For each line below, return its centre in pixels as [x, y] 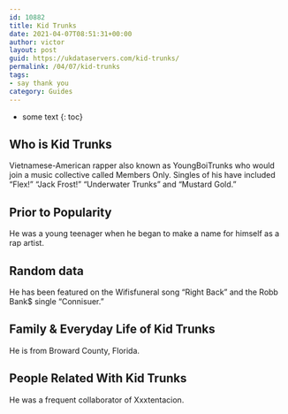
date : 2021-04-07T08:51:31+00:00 [71, 34]
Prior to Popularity [61, 212]
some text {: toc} [53, 117]
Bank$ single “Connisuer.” [57, 301]
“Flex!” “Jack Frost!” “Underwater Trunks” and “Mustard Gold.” [123, 184]
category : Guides [41, 91]
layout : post [33, 50]
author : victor [37, 42]
